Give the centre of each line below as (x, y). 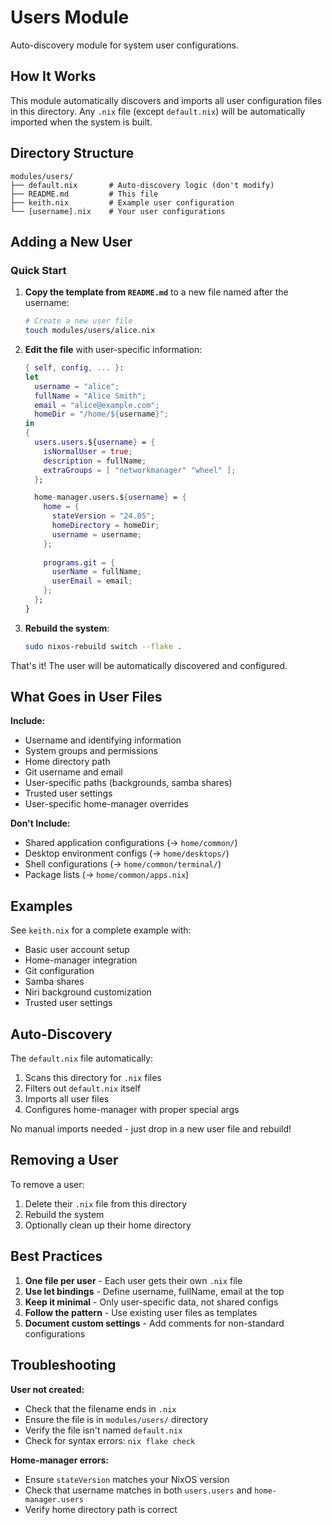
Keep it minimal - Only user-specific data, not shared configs (151, 1302)
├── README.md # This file (84, 194)
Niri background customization (88, 992)
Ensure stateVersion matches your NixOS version (127, 1479)
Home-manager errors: (59, 1460)
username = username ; (96, 534)
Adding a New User (71, 241)
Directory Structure (72, 153)
